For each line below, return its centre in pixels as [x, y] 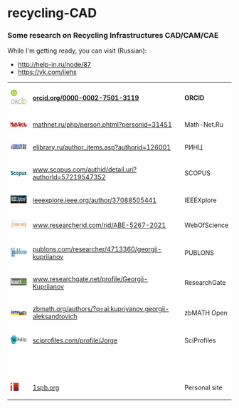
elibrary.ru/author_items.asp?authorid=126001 [101, 147]
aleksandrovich [55, 317]
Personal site [203, 387]
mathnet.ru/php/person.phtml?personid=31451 [102, 125]
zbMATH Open [206, 313]
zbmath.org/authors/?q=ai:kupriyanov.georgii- [101, 309]
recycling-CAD [52, 13]
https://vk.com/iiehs [47, 72]
